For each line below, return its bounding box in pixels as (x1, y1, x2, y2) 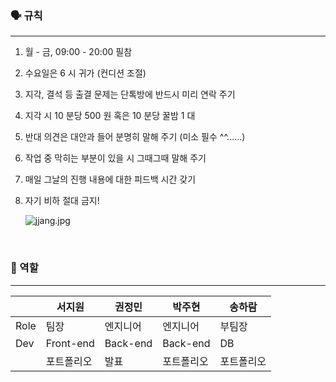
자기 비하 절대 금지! (24, 195, 100, 207)
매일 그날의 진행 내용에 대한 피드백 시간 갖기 (24, 173, 197, 186)
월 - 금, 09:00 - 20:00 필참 (24, 46, 133, 58)
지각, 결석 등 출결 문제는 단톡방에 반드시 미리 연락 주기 (24, 88, 236, 101)
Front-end (45, 336, 95, 350)
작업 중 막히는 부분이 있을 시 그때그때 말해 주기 (24, 152, 207, 164)
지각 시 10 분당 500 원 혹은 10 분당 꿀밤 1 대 (24, 110, 196, 122)
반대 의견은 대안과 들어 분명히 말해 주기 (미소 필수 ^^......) (24, 131, 246, 143)
